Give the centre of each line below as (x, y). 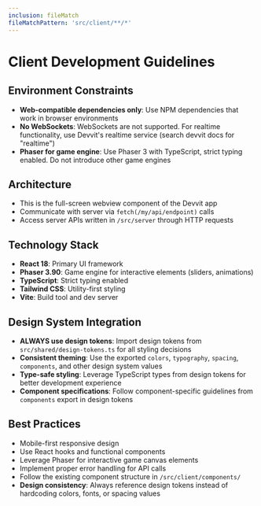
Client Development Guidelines (112, 62)
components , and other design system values (91, 366)
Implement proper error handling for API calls (93, 468)
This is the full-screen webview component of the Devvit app (118, 203)
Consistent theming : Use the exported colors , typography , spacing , (129, 357)
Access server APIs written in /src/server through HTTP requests (127, 220)
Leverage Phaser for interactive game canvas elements (109, 460)
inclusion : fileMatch (44, 15)
